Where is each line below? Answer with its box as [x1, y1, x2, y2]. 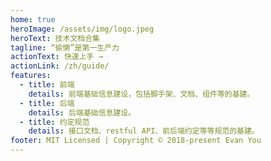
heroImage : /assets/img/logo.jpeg [10, 24, 155, 34]
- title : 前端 [19, 80, 75, 90]
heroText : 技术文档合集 [10, 33, 100, 43]
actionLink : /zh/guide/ [10, 61, 110, 71]
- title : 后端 [19, 98, 75, 108]
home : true [10, 14, 56, 25]
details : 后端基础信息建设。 [28, 107, 137, 118]
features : [10, 71, 52, 81]
